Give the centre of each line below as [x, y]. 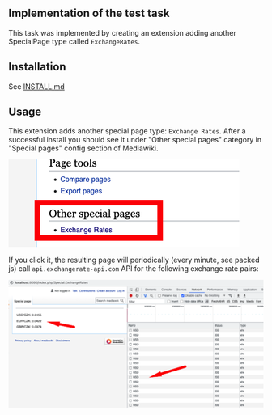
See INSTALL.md [36, 86]
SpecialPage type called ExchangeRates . [74, 41]
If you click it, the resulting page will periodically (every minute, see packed [134, 260]
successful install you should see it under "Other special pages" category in [135, 140]
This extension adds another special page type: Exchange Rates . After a [127, 131]
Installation [37, 67]
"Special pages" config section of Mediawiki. [83, 148]
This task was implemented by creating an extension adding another [122, 32]
